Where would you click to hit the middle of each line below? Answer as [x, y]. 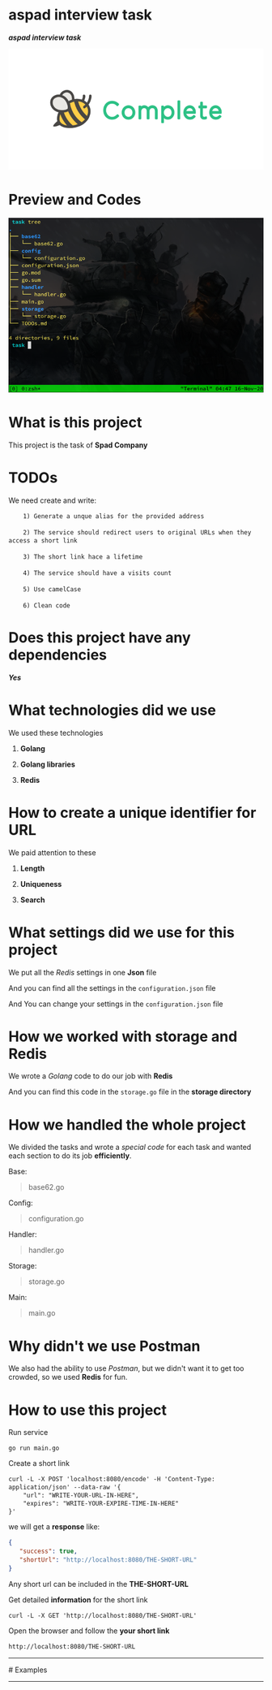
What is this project [75, 423]
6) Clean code [47, 605]
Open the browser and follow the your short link [89, 1631]
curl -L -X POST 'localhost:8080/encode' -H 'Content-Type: [112, 1480]
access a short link [43, 540]
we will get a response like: [54, 1527]
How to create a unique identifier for [132, 813]
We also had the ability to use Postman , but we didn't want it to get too [126, 1368]
